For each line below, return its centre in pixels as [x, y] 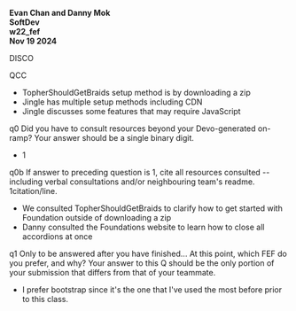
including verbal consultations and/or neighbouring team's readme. [132, 182]
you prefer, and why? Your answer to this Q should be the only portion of [142, 263]
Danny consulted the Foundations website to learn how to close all [143, 227]
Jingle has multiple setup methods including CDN [112, 102]
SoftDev [24, 22]
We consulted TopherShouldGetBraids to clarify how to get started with [152, 208]
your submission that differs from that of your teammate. [113, 272]
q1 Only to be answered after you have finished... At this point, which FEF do [148, 253]
